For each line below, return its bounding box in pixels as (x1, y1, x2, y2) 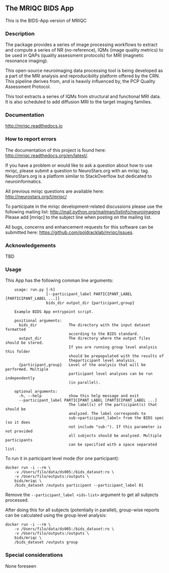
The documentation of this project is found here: (5, 147, 106, 153)
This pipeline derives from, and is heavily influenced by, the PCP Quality (5, 78, 155, 84)
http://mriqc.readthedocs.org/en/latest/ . (5, 152, 89, 158)
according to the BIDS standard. (68, 331, 139, 337)
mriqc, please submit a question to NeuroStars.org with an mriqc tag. (5, 167, 149, 173)
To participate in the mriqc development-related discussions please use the (5, 203, 163, 209)
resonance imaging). (5, 58, 48, 64)
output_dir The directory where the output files (18, 336, 151, 341)
